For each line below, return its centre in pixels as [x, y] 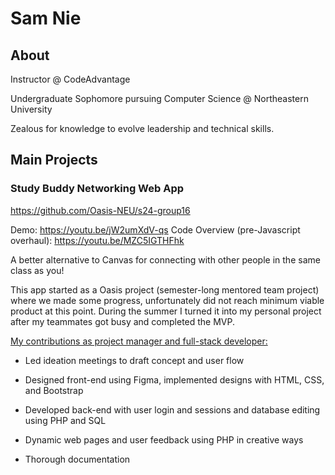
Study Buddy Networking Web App [97, 189]
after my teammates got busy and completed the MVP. [123, 321]
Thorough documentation [77, 459]
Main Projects [54, 160]
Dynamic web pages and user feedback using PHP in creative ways [164, 439]
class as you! [37, 270]
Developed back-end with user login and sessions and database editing [172, 409]
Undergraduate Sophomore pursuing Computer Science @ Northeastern [159, 98]
